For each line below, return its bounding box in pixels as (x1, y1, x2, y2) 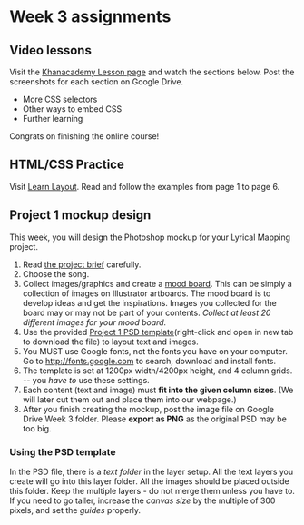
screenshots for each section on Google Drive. (9, 76, 184, 87)
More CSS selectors (22, 94, 98, 104)
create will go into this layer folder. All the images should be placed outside (9, 475, 289, 487)
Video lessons (9, 43, 93, 58)
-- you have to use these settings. (22, 374, 150, 385)
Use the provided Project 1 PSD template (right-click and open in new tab (22, 326, 294, 337)
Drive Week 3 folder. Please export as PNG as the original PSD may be (22, 413, 288, 424)
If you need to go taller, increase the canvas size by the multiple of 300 (9, 495, 276, 506)
